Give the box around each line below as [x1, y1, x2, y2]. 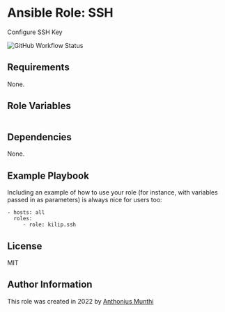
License [7, 240, 42, 252]
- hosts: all [7, 209, 45, 216]
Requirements [7, 61, 70, 74]
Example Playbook [7, 170, 89, 181]
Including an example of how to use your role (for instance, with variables [7, 188, 218, 197]
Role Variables [7, 100, 71, 112]
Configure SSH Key [7, 28, 63, 36]
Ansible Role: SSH [7, 5, 114, 21]
